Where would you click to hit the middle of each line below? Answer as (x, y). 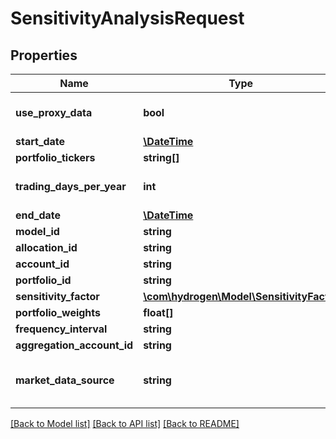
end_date (38, 215)
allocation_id (46, 247)
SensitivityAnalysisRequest (127, 18)
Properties (44, 55)
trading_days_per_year (71, 186)
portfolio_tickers (55, 157)
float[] (158, 312)
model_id (37, 231)
